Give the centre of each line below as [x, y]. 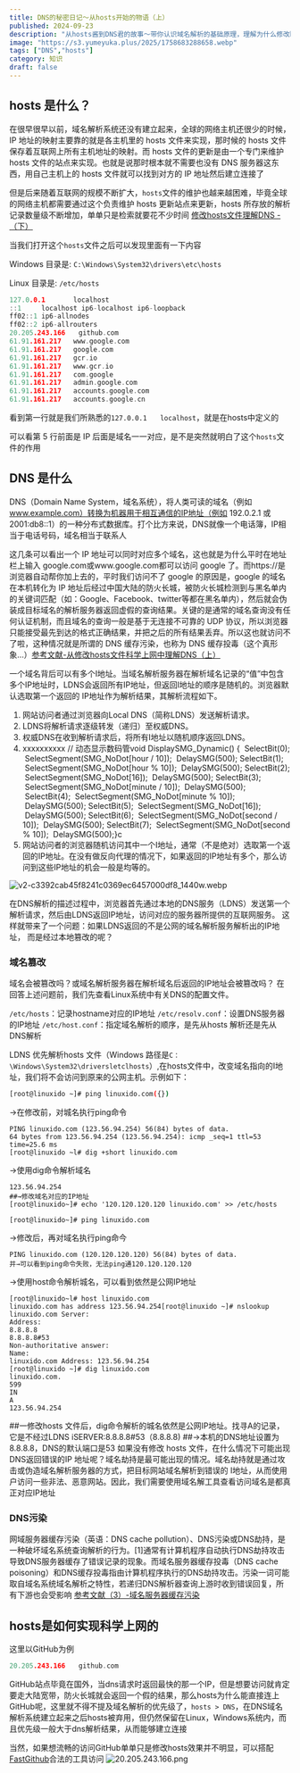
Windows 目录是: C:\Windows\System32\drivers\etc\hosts [115, 263]
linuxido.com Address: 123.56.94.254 [79, 1361]
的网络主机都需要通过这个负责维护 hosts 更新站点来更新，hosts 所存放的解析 [150, 204]
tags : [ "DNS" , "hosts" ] [51, 51]
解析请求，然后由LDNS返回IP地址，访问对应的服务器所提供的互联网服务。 [145, 914]
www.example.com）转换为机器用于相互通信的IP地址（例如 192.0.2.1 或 [140, 512]
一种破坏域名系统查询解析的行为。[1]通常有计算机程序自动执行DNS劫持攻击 [147, 1551]
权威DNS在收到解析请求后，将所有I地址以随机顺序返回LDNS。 [136, 737]
